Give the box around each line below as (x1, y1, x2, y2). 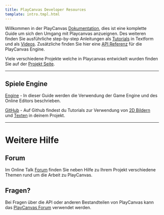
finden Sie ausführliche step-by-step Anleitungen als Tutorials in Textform (5, 35, 154, 42)
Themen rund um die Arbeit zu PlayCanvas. (5, 172, 93, 178)
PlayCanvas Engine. (5, 46, 45, 52)
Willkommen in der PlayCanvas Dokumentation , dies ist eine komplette (5, 25, 147, 31)
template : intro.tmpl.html (5, 12, 60, 17)
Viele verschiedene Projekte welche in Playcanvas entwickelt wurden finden (5, 55, 158, 61)
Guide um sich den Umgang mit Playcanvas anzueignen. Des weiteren (5, 30, 146, 36)
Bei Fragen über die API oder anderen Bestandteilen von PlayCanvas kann (5, 199, 154, 205)
